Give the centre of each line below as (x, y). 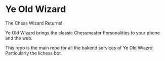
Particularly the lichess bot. (34, 53)
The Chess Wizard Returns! (34, 23)
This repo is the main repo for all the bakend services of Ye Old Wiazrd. (80, 47)
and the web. (19, 38)
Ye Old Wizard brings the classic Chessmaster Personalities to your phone (83, 32)
